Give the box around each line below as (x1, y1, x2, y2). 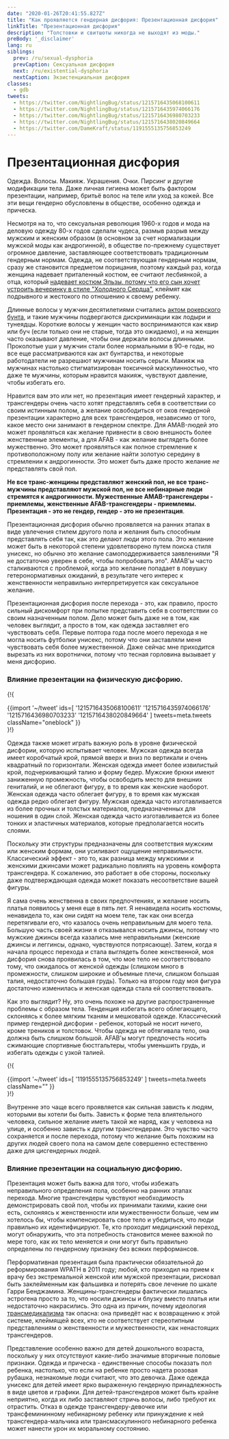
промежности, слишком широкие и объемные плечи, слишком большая (7, 969, 219, 977)
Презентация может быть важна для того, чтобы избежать (7, 1179, 179, 1187)
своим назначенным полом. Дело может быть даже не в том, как (7, 614, 200, 622)
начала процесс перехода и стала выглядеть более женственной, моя (7, 947, 214, 955)
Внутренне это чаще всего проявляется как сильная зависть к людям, (7, 1102, 214, 1111)
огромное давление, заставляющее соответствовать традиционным (7, 248, 208, 257)
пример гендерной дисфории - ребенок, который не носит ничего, (7, 1019, 203, 1027)
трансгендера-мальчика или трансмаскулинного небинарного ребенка (7, 1417, 217, 1425)
